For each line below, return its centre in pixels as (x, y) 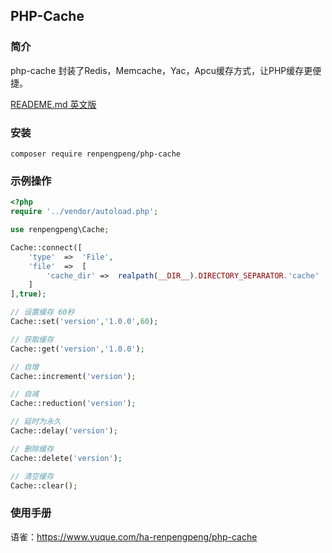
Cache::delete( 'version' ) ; (66, 458)
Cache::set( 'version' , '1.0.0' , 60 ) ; (84, 322)
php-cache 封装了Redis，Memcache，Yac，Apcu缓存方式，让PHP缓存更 (161, 70)
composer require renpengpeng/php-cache (96, 154)
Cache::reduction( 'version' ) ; (73, 404)
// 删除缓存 (32, 449)
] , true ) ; (28, 294)
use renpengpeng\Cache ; (60, 230)
